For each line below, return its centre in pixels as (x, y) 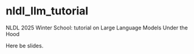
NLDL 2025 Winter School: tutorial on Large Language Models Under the (97, 28)
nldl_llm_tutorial (47, 11)
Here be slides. (25, 46)
